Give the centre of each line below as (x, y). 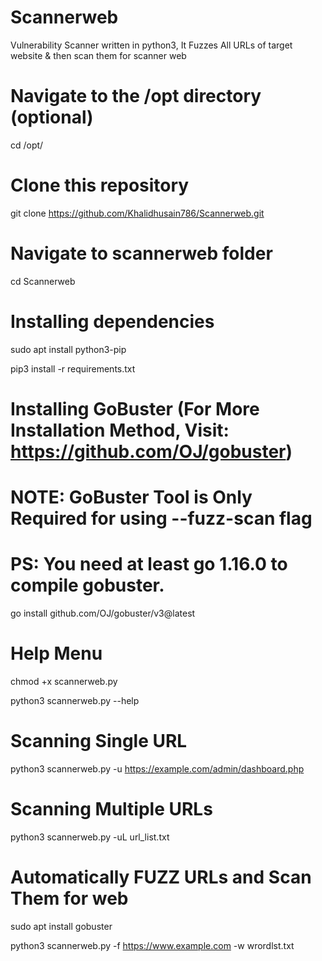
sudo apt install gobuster (61, 926)
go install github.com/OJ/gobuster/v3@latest (103, 613)
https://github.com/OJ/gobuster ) (151, 451)
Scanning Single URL (99, 741)
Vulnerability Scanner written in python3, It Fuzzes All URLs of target (151, 45)
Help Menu (56, 653)
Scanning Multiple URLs (111, 809)
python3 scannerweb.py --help (75, 700)
